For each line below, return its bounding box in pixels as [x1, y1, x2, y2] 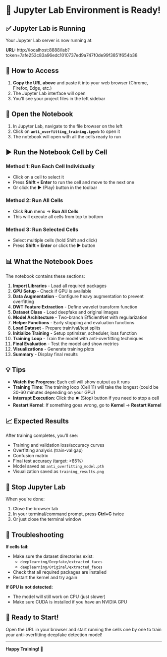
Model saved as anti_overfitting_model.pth [12, 463, 105, 469]
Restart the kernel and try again [12, 574, 77, 580]
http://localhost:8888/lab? [16, 47, 70, 53]
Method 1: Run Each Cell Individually [5, 163, 95, 170]
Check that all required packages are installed [12, 569, 107, 575]
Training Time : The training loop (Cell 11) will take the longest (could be [12, 384, 159, 390]
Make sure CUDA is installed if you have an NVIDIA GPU [12, 598, 127, 604]
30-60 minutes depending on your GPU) [12, 389, 96, 395]
